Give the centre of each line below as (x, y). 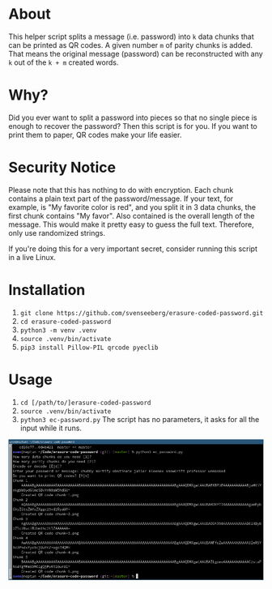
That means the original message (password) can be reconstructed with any (136, 53)
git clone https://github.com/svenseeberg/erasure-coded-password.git (142, 313)
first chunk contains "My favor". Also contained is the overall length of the (132, 216)
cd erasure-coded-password (66, 322)
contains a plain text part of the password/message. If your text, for (121, 198)
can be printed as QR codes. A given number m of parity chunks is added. (131, 45)
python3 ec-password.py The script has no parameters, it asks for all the (140, 419)
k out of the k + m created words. (64, 62)
